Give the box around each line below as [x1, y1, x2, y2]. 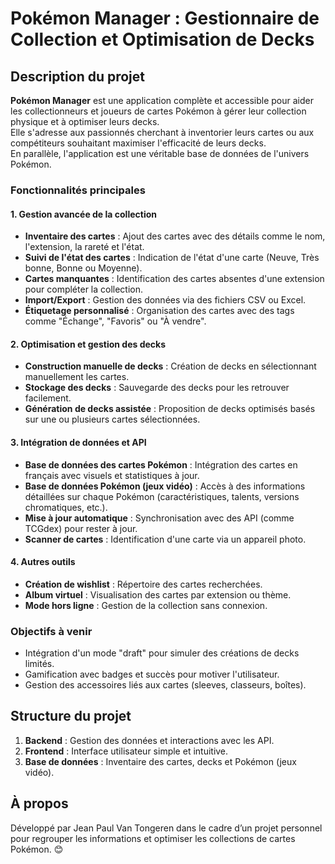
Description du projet [10, 68, 146, 85]
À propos [10, 795, 69, 812]
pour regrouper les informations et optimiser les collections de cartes [10, 832, 296, 844]
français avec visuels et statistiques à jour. [24, 469, 200, 481]
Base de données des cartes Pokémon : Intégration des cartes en [24, 458, 298, 471]
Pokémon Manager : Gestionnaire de [10, 7, 320, 30]
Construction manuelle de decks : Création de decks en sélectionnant [24, 360, 317, 372]
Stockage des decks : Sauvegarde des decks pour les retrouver [24, 382, 290, 394]
